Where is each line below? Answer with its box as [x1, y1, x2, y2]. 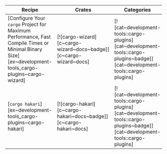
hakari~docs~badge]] [57, 113, 108, 120]
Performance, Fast [7, 33, 51, 40]
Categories [124, 6, 151, 13]
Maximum [7, 27, 31, 34]
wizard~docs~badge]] [57, 46, 110, 53]
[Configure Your [7, 15, 46, 21]
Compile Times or [7, 40, 49, 46]
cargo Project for [7, 21, 46, 28]
